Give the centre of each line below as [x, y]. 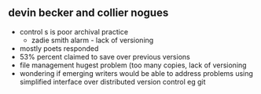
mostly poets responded [59, 48]
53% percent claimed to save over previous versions [105, 56]
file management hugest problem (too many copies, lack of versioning [133, 65]
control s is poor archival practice [74, 31]
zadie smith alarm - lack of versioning [92, 40]
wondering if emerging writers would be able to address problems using [136, 73]
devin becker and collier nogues [88, 13]
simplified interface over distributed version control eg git [112, 81]
